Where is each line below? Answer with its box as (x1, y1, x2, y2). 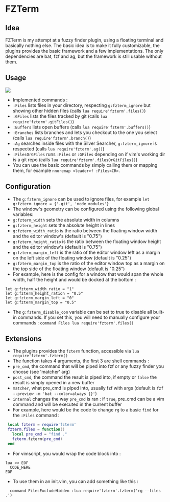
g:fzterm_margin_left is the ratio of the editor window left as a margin (12, 249, 161, 255)
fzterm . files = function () (7, 427, 65, 432)
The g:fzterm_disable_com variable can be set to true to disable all (12, 309, 152, 315)
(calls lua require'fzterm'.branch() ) (12, 135, 91, 141)
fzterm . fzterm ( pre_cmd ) (12, 436, 63, 442)
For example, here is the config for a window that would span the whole (12, 271, 164, 277)
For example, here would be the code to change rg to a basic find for (12, 407, 159, 413)
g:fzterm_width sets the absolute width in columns (12, 216, 119, 223)
